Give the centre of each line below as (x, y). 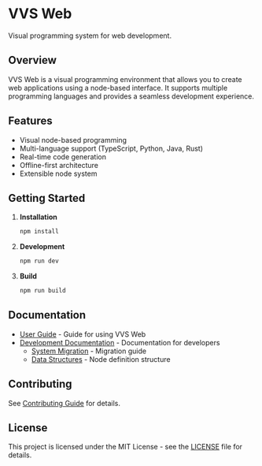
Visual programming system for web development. (90, 35)
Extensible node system (58, 173)
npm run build (42, 291)
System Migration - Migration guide (89, 351)
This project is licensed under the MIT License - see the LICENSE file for (125, 447)
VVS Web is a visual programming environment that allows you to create (125, 79)
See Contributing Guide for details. (64, 403)
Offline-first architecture (59, 165)
